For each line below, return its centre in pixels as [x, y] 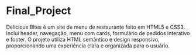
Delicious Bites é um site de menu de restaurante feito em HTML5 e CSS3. [96, 27]
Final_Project [39, 11]
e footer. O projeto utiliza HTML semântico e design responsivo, [83, 39]
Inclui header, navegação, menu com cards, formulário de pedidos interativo [98, 33]
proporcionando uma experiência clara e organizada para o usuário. [88, 46]
